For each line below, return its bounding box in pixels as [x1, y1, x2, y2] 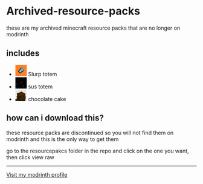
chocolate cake [28, 95, 66, 102]
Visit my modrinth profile [6, 171, 68, 178]
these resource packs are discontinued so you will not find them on [6, 129, 174, 136]
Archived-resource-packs [6, 4, 141, 18]
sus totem [28, 83, 53, 90]
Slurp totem [28, 70, 57, 77]
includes [6, 48, 40, 59]
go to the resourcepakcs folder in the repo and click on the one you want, [6, 147, 189, 154]
